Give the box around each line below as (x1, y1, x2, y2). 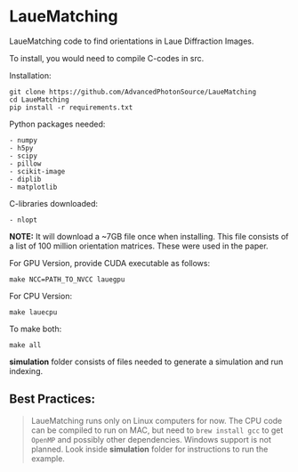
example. (30, 452, 65, 464)
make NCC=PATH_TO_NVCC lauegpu (9, 274, 125, 284)
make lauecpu (9, 307, 58, 317)
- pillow (9, 159, 42, 168)
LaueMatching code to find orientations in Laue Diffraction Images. (9, 36, 254, 46)
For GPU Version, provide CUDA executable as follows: (9, 257, 211, 268)
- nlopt (9, 216, 38, 224)
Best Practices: (9, 392, 96, 407)
